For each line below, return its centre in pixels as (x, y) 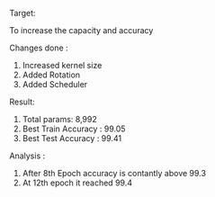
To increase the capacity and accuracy (81, 30)
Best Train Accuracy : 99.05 (74, 129)
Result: (22, 102)
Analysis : (27, 156)
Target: (22, 13)
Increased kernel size (62, 65)
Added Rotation (51, 75)
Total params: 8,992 (59, 119)
